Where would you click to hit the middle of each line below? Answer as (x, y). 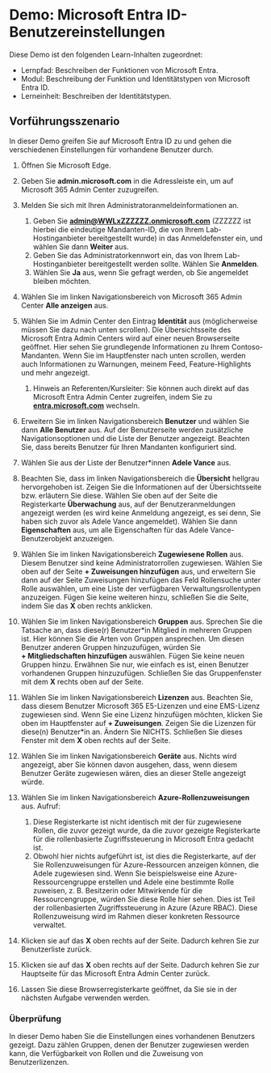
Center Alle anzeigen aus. (65, 305)
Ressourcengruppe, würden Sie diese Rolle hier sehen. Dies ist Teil (144, 899)
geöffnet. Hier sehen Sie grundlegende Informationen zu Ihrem (125, 346)
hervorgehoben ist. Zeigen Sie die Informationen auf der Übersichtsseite (141, 486)
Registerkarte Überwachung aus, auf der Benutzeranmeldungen (128, 504)
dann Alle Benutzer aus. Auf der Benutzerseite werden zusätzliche (132, 430)
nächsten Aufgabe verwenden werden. (85, 998)
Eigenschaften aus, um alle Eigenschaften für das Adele (115, 530)
